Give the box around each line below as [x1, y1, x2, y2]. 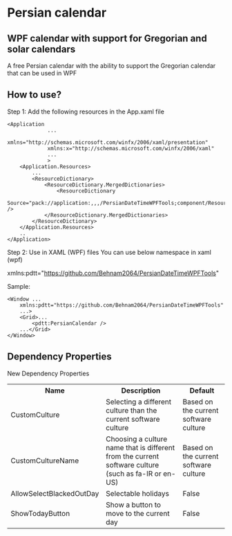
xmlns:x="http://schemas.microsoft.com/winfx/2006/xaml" [47, 145, 215, 152]
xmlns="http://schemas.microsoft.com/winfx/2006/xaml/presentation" [7, 139, 209, 146]
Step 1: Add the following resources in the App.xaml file [7, 107, 164, 116]
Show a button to [106, 500, 161, 510]
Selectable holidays [106, 488, 169, 498]
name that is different [106, 443, 175, 452]
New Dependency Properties [7, 369, 90, 377]
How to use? [7, 89, 62, 101]
